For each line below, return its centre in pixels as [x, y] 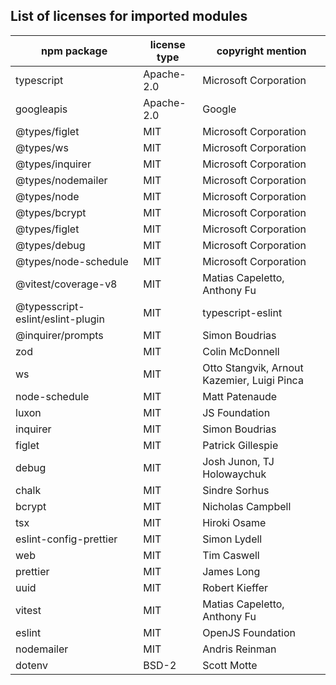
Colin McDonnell [241, 351]
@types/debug [50, 245]
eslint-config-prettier [66, 539]
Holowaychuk [234, 474]
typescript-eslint [242, 312]
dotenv [32, 665]
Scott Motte [230, 665]
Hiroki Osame [234, 522]
